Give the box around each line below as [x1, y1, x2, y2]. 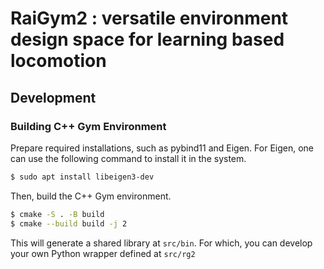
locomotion [10, 50, 107, 72]
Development [10, 89, 97, 106]
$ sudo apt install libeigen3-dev [10, 172, 155, 182]
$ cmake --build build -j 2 [10, 218, 128, 229]
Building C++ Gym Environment [10, 119, 167, 133]
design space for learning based [10, 28, 285, 51]
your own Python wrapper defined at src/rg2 [10, 247, 196, 259]
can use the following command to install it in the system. [10, 152, 247, 164]
